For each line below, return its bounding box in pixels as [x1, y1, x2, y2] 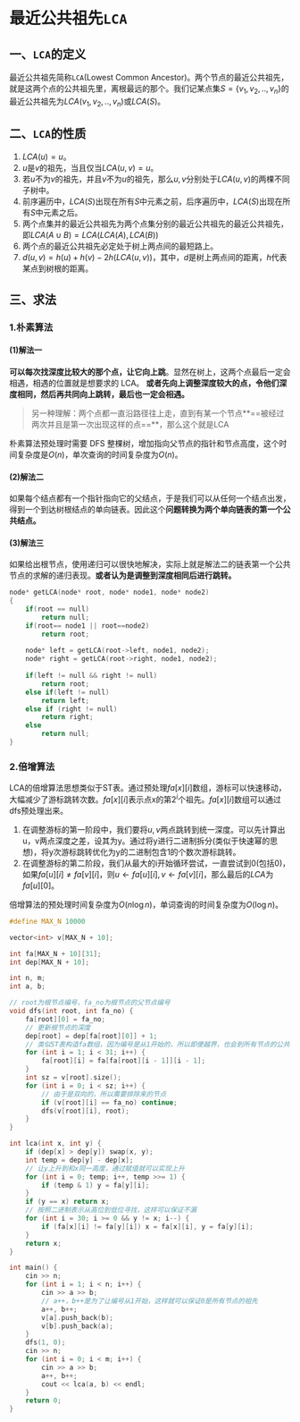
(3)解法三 [9, 537, 45, 548]
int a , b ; [9, 982, 46, 991]
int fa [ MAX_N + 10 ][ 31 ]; [9, 949, 102, 958]
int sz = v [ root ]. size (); [25, 1073, 122, 1082]
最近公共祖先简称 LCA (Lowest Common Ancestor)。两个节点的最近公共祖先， [9, 72, 289, 82]
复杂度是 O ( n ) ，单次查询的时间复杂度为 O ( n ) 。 [16, 449, 183, 460]
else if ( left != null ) [25, 688, 110, 697]
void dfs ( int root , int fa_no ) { [9, 1007, 134, 1016]
